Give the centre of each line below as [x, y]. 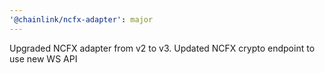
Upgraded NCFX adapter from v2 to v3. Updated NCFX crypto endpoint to [162, 48]
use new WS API [43, 58]
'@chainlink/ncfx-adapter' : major [81, 19]
